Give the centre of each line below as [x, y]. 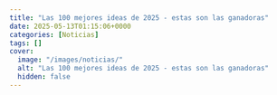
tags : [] [26, 43]
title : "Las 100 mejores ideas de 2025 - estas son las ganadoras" [139, 18]
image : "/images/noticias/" [71, 60]
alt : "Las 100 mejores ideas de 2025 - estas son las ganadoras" [143, 69]
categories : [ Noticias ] [54, 34]
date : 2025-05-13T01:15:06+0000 [70, 26]
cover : [22, 52]
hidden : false [44, 77]
